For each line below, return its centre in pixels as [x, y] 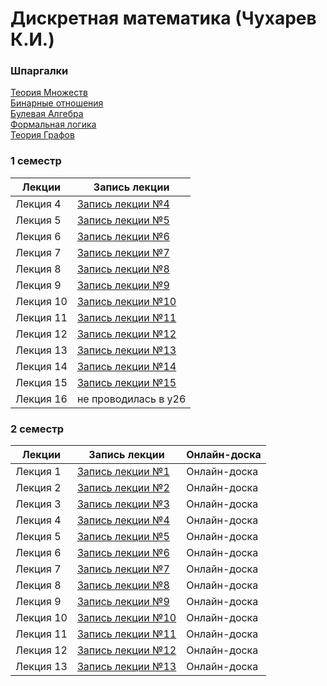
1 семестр [36, 161]
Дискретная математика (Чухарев [163, 18]
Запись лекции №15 [126, 382]
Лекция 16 [41, 399]
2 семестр [37, 429]
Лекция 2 [38, 488]
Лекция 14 [41, 366]
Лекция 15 [41, 382]
